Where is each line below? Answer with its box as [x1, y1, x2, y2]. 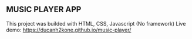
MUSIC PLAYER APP [6, 5, 82, 15]
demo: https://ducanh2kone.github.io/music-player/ [6, 26, 132, 33]
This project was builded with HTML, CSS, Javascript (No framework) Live [6, 20, 186, 27]
